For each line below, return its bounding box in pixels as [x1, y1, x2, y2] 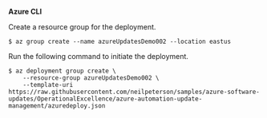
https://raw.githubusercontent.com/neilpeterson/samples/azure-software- [8, 88, 261, 96]
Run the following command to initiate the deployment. [8, 52, 188, 61]
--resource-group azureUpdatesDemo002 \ [22, 74, 160, 82]
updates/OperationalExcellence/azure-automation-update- [8, 95, 203, 103]
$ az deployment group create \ [8, 67, 116, 75]
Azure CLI [8, 7, 42, 16]
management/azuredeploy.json [8, 102, 106, 110]
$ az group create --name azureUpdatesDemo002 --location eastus [8, 37, 231, 45]
